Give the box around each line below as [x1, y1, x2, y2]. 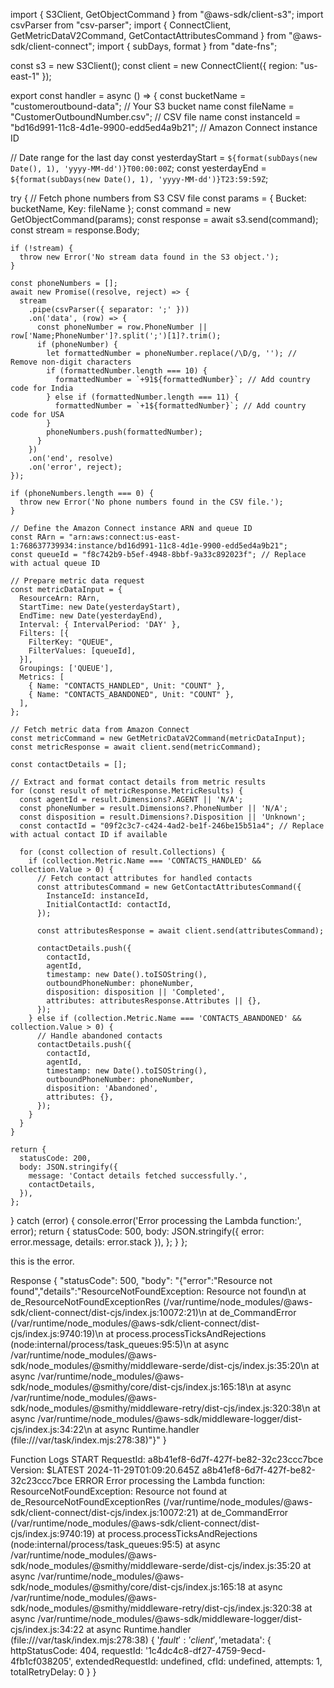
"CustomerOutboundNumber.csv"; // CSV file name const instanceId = [10, 111, 302, 123]
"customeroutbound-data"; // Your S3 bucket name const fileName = [10, 100, 295, 112]
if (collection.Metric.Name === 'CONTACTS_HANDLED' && [28, 856, 262, 866]
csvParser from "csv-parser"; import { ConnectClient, [10, 19, 232, 31]
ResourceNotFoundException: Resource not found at [10, 1485, 228, 1497]
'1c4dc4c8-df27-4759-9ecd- [144, 1645, 267, 1656]
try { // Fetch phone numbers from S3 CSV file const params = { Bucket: [10, 192, 307, 204]
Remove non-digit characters [10, 357, 132, 367]
